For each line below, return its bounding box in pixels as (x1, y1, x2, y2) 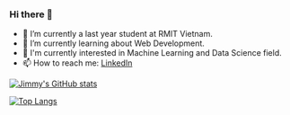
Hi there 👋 (9, 8, 54, 21)
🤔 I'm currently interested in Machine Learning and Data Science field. (22, 48, 282, 58)
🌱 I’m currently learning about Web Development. (22, 38, 205, 49)
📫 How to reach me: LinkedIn (22, 57, 133, 68)
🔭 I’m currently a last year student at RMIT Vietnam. (22, 29, 214, 40)
